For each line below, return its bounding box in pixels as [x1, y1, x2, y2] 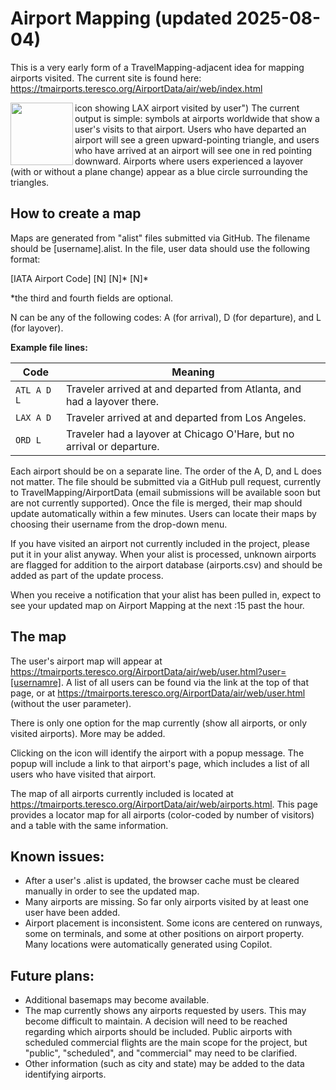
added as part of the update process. [10, 569, 164, 581]
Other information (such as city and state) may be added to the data [24, 1058, 305, 1070]
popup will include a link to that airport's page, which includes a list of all [10, 757, 310, 769]
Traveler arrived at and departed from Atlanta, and [65, 382, 302, 396]
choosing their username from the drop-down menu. [10, 518, 228, 530]
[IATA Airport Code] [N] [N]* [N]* [10, 272, 149, 284]
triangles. [10, 176, 50, 188]
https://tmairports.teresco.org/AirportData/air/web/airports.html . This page [10, 798, 318, 810]
